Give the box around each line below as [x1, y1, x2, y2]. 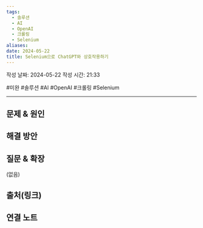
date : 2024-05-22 [6, 48, 50, 54]
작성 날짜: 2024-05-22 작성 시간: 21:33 [6, 71, 100, 78]
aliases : [6, 43, 28, 49]
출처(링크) [6, 190, 42, 200]
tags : [6, 8, 20, 15]
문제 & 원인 [6, 109, 45, 119]
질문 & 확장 [6, 153, 45, 163]
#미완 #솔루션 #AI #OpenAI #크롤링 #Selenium [6, 84, 120, 91]
